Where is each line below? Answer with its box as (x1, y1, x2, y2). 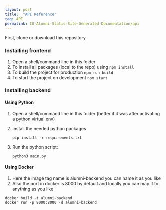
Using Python (5, 99, 34, 105)
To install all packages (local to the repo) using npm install (12, 64, 134, 70)
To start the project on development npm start (12, 74, 108, 80)
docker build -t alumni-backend (5, 195, 72, 200)
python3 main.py (12, 153, 46, 159)
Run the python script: (12, 144, 58, 150)
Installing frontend (5, 47, 51, 54)
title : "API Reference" (5, 12, 57, 17)
